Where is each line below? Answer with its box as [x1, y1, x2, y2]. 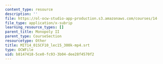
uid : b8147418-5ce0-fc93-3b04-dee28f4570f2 [5, 51, 95, 57]
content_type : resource [5, 7, 53, 12]
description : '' [5, 12, 38, 16]
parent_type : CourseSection [5, 34, 62, 39]
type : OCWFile [5, 47, 34, 52]
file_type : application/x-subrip [5, 20, 73, 26]
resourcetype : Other [5, 38, 47, 43]
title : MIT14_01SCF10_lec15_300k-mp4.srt [5, 43, 90, 48]
